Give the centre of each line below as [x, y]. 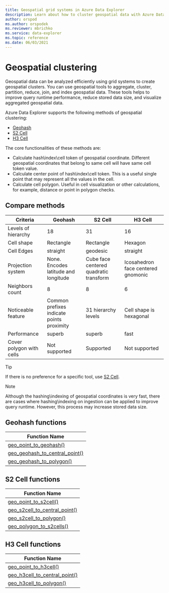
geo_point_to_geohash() [36, 445]
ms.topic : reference [27, 38]
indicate [57, 313]
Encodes [57, 265]
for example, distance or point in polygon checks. [64, 189]
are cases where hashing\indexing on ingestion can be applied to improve [82, 401]
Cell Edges [21, 251]
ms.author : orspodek [27, 24]
